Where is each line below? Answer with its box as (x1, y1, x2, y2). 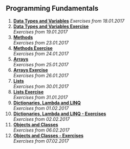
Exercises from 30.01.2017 (13, 83, 69, 89)
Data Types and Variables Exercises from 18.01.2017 (13, 17, 125, 24)
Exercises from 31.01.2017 (13, 94, 68, 100)
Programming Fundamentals (6, 4, 99, 13)
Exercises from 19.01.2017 (13, 28, 68, 35)
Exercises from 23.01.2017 (13, 40, 69, 46)
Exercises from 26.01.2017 (13, 72, 69, 79)
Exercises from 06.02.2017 (13, 127, 70, 133)
